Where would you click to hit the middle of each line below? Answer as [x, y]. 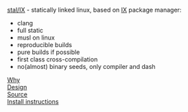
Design [17, 87]
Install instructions [33, 101]
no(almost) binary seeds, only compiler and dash [86, 67]
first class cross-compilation [57, 59]
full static [30, 30]
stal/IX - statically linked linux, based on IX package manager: [94, 10]
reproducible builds [44, 45]
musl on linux [36, 38]
